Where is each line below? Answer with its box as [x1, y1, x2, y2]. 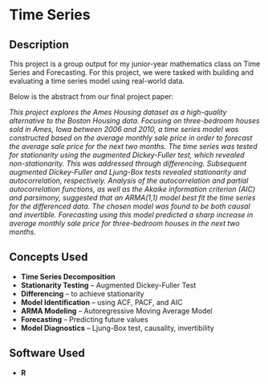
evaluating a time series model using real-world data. [9, 76, 185, 85]
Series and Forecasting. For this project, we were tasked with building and [9, 68, 254, 77]
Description [9, 38, 69, 52]
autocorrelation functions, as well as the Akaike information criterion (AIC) [9, 184, 256, 194]
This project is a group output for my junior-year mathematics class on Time [9, 59, 261, 68]
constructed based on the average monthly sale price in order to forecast [9, 133, 253, 142]
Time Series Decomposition [20, 271, 116, 281]
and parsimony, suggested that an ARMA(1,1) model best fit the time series [9, 193, 256, 202]
